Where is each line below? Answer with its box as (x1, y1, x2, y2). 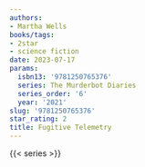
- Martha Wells (9, 22, 67, 31)
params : (9, 64, 39, 74)
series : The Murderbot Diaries (17, 81, 137, 90)
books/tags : (9, 30, 55, 39)
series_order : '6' (17, 89, 88, 98)
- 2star (9, 38, 39, 48)
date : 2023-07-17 (9, 55, 76, 64)
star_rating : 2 (9, 114, 67, 123)
